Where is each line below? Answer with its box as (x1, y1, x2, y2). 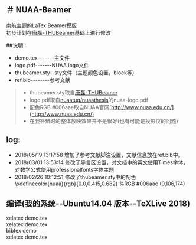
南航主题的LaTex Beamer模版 (6, 22, 77, 29)
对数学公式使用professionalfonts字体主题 (14, 166, 115, 173)
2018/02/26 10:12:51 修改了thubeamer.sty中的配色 (14, 173, 136, 181)
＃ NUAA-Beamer (6, 5, 72, 15)
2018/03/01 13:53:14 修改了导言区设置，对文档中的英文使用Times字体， (14, 158, 189, 166)
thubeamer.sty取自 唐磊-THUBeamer (29, 89, 118, 96)
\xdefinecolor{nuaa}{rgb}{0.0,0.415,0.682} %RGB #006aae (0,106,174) (14, 180, 185, 187)
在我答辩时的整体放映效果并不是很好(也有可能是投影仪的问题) (29, 117, 178, 125)
